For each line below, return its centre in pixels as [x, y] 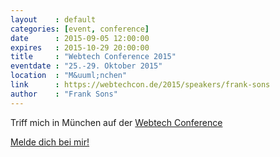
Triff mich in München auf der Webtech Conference [116, 122]
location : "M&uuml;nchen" [69, 76]
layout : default [53, 19]
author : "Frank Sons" [64, 94]
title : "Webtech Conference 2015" [93, 57]
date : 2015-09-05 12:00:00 [80, 38]
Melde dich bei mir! [50, 142]
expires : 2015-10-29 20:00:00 [80, 47]
